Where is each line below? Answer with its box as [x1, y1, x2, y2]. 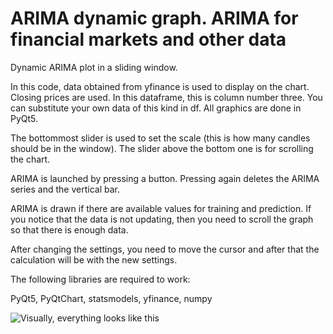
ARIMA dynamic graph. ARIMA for [10, 7, 299, 30]
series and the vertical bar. [10, 183, 120, 195]
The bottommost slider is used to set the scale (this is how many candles [10, 132, 311, 144]
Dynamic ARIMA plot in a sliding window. [10, 61, 178, 73]
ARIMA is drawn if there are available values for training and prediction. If [10, 202, 312, 214]
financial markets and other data [10, 28, 287, 51]
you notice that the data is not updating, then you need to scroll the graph [10, 213, 314, 225]
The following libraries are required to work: [10, 273, 191, 285]
